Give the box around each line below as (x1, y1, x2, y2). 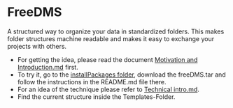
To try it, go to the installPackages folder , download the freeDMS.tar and (17, 70, 226, 79)
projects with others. (7, 42, 67, 50)
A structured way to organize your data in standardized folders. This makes (7, 27, 225, 36)
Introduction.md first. (17, 63, 78, 71)
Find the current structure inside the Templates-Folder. (17, 92, 176, 101)
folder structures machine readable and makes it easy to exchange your (7, 34, 215, 43)
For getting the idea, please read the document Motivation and (17, 55, 198, 63)
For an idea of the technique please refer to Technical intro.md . (17, 85, 199, 93)
